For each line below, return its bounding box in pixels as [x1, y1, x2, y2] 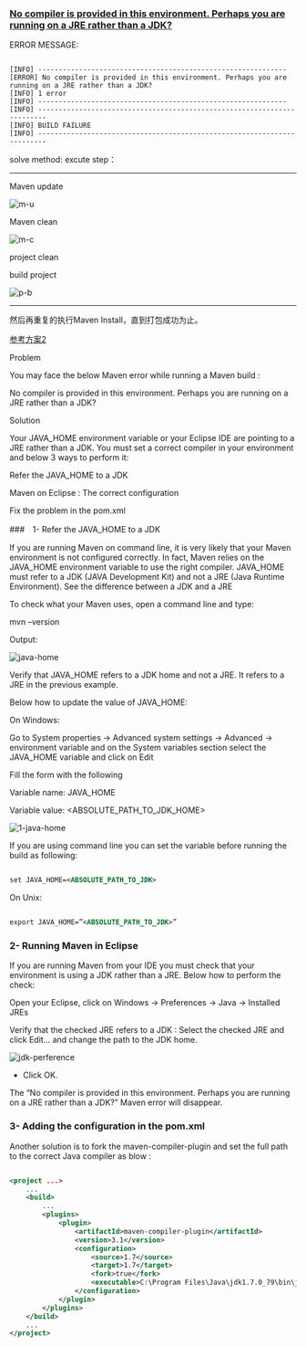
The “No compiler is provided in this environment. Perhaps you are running [9, 1088, 291, 1099]
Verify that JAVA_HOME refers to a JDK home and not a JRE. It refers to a [9, 669, 285, 680]
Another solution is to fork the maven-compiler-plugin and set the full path [9, 1141, 289, 1152]
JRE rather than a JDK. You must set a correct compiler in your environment [9, 442, 294, 454]
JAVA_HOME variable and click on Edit [9, 752, 154, 763]
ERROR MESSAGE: [9, 39, 79, 50]
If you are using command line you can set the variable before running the [9, 840, 287, 851]
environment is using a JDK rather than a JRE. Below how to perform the [9, 970, 281, 981]
